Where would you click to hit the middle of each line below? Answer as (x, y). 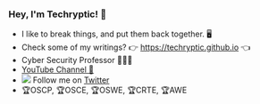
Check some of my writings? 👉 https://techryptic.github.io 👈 (136, 47)
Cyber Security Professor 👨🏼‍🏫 (77, 60)
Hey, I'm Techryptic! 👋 (58, 14)
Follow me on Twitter (71, 80)
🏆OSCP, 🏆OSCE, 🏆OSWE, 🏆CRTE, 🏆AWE (104, 90)
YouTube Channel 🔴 (58, 69)
